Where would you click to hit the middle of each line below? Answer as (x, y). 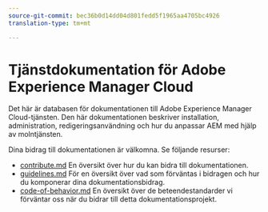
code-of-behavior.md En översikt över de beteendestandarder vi (126, 191)
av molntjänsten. (36, 134)
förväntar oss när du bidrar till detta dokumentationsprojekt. (118, 199)
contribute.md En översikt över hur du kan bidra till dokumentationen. (134, 166)
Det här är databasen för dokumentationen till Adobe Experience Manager (130, 109)
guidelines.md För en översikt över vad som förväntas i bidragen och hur (140, 174)
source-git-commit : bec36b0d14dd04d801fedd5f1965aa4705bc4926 (114, 16)
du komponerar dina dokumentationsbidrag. (92, 182)
